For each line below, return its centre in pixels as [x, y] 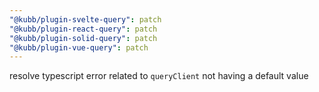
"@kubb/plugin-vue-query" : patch [79, 47]
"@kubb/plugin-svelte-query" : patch [85, 19]
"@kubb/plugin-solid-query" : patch [83, 38]
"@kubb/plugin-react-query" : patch [83, 29]
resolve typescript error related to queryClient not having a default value [159, 76]
